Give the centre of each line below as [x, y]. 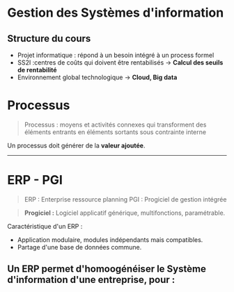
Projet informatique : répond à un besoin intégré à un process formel [116, 55]
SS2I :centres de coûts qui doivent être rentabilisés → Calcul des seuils [120, 63]
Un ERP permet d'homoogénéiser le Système [107, 269]
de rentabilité [37, 70]
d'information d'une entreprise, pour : [91, 280]
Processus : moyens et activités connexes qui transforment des [115, 124]
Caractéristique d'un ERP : [45, 226]
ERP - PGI [35, 180]
